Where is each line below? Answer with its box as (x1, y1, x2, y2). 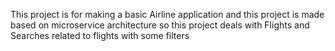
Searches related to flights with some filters (10, 30, 190, 41)
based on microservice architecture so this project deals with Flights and (10, 19, 310, 31)
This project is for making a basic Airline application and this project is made (10, 9, 325, 20)
